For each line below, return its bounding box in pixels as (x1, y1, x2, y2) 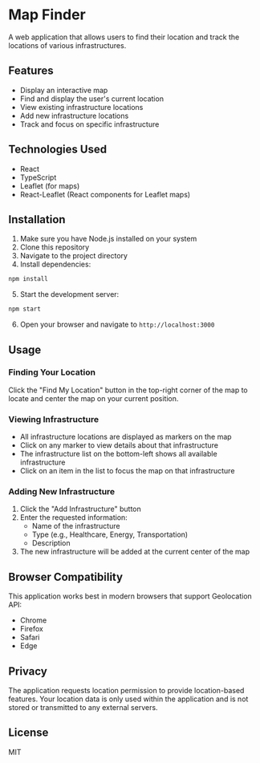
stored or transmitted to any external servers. (8, 703, 158, 712)
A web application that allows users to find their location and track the (8, 32, 240, 42)
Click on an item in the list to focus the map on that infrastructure (19, 466, 235, 476)
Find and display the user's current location (19, 94, 165, 103)
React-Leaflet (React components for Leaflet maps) (19, 189, 191, 199)
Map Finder (8, 6, 86, 24)
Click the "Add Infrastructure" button (19, 504, 142, 514)
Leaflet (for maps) (19, 181, 80, 190)
